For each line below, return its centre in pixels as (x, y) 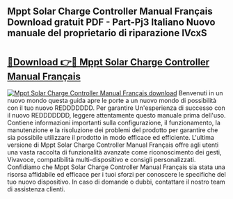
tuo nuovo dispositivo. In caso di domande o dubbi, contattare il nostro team (116, 182)
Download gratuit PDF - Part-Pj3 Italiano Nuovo (111, 23)
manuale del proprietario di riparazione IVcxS (107, 33)
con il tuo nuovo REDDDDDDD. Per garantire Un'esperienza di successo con (116, 108)
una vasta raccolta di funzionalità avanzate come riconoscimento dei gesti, (114, 152)
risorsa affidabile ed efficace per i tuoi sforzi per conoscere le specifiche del (116, 174)
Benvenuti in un (201, 93)
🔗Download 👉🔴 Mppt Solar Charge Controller (109, 62)
